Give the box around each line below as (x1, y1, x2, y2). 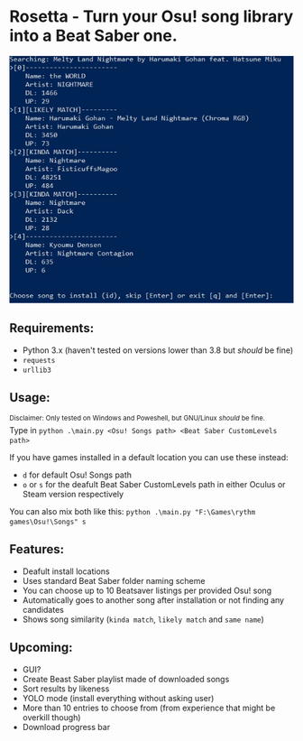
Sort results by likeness (22, 683, 110, 694)
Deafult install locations (22, 566, 110, 577)
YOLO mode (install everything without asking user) (22, 692, 215, 703)
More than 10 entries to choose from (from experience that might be (22, 702, 276, 713)
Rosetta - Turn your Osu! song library (9, 6, 294, 27)
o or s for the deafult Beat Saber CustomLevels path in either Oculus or (22, 479, 286, 490)
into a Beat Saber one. (9, 25, 178, 46)
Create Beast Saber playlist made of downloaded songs (22, 673, 230, 684)
